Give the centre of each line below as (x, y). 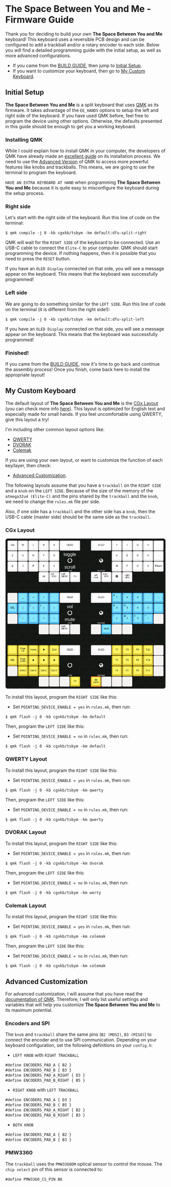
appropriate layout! (25, 375)
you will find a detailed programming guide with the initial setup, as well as (83, 50)
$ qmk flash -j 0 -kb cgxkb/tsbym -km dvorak (54, 863)
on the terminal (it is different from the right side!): (58, 309)
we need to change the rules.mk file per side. (53, 502)
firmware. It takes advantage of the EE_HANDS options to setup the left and (82, 110)
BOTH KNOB (23, 1125)
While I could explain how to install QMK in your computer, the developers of (85, 151)
